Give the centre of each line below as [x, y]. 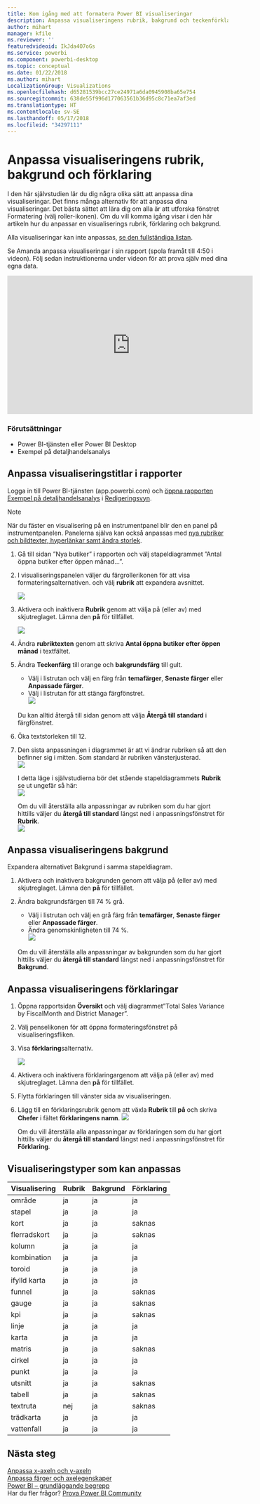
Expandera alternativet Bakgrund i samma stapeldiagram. [90, 867]
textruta [24, 1406]
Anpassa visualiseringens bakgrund [88, 850]
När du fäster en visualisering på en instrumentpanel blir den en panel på [112, 525]
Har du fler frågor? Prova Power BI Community [74, 1493]
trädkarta [26, 1417]
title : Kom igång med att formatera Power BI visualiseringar [100, 14]
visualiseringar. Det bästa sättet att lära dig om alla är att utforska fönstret [113, 209]
